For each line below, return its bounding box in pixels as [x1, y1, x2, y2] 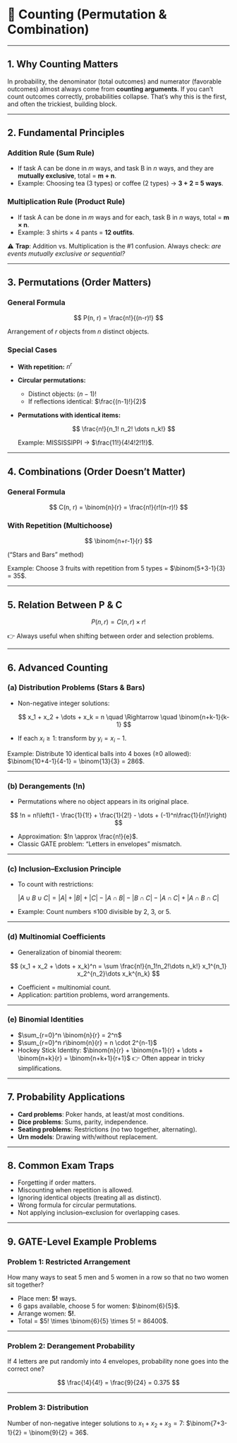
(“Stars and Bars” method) [7, 550, 85, 559]
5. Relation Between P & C [7, 598, 123, 611]
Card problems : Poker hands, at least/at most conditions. [17, 1110, 185, 1118]
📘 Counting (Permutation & [7, 6, 167, 23]
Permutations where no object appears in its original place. [17, 797, 189, 806]
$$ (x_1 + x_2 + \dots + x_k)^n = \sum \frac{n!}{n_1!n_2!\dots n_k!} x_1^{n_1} [10, 962, 227, 970]
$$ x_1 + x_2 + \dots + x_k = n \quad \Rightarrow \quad [18, 712, 178, 721]
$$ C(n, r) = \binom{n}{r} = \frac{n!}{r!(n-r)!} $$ [49, 503, 188, 512]
